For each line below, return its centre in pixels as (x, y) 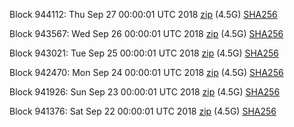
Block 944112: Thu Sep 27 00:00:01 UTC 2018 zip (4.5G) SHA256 (143, 14)
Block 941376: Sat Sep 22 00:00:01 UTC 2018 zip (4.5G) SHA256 (143, 111)
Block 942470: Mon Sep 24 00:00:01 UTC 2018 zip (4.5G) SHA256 (146, 72)
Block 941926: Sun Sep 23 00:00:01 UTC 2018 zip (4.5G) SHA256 (145, 92)
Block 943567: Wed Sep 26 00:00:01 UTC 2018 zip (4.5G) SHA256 (146, 33)
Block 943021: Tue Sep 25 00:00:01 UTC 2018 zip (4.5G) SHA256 (144, 53)
